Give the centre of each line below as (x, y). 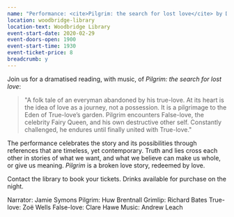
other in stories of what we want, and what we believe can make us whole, (114, 158)
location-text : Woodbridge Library (59, 27)
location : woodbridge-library (51, 20)
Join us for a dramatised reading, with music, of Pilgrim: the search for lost (114, 79)
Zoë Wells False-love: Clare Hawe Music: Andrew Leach (103, 207)
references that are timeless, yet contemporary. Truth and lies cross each (112, 150)
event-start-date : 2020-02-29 (51, 33)
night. (16, 186)
